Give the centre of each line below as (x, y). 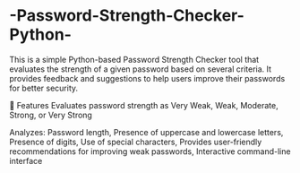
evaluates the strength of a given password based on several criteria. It (140, 69)
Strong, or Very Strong (51, 115)
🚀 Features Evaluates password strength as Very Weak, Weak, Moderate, (144, 105)
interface (26, 160)
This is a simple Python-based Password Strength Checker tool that (134, 59)
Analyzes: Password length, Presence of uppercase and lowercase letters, (146, 132)
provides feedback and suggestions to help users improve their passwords (147, 78)
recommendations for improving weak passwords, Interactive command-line (150, 151)
